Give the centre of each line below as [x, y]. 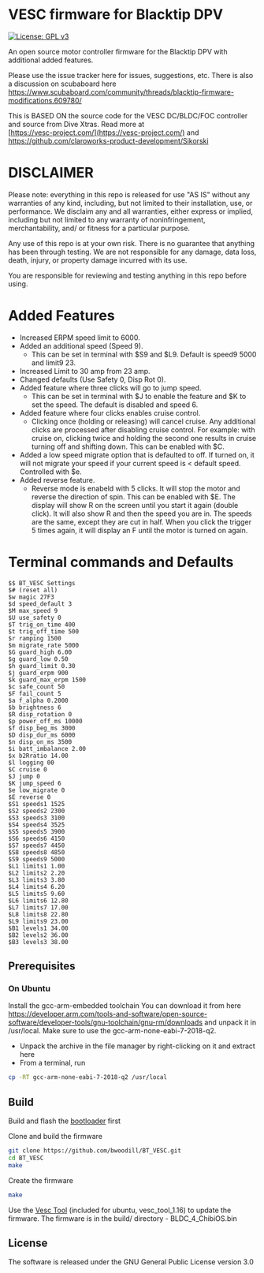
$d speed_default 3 [40, 604]
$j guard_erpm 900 [38, 673]
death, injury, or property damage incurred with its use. [98, 260]
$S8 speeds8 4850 [37, 852]
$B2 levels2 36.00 [38, 935]
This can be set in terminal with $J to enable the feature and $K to [139, 396]
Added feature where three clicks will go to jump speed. [110, 387]
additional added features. [51, 60]
